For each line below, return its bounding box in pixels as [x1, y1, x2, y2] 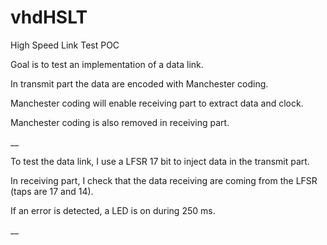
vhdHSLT [10, 6, 88, 29]
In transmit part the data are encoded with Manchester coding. [10, 77, 269, 90]
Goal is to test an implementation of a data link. [10, 58, 204, 70]
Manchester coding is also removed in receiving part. [10, 116, 230, 128]
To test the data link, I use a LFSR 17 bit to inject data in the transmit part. [10, 155, 310, 167]
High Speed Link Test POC [10, 39, 120, 51]
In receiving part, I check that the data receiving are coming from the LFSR [10, 174, 318, 186]
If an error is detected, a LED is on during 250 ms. [10, 204, 216, 216]
